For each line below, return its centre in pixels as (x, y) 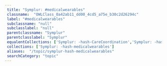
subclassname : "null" (29, 24)
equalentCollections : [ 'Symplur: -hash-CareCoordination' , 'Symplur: (80, 42)
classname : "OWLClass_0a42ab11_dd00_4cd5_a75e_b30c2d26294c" (73, 14)
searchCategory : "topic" (32, 56)
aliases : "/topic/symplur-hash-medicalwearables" (60, 51)
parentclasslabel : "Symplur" (37, 38)
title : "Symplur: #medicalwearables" (46, 10)
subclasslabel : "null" (30, 28)
